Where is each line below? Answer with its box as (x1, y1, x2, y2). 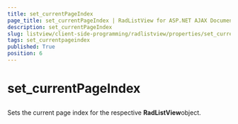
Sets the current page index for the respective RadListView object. (7, 108, 202, 117)
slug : (7, 30, 23, 38)
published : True (7, 43, 55, 50)
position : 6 (7, 50, 42, 57)
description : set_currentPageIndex (7, 23, 113, 30)
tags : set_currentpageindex (7, 37, 91, 44)
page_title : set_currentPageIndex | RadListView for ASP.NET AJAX (7, 17, 208, 24)
